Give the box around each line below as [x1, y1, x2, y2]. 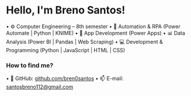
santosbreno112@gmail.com [6, 83, 74, 91]
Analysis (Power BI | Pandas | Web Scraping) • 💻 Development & [6, 38, 163, 45]
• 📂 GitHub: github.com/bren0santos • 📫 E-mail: [6, 75, 124, 82]
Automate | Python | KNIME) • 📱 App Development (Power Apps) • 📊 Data [6, 29, 186, 36]
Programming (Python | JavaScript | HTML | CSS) [6, 46, 126, 53]
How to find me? [6, 61, 54, 69]
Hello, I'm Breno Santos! [6, 4, 126, 17]
